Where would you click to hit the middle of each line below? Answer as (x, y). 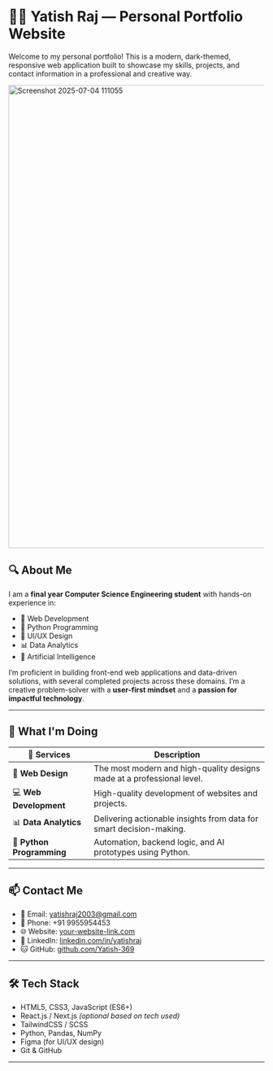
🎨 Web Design (40, 773)
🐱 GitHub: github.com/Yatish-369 (77, 949)
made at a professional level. (148, 778)
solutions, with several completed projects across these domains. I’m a (127, 681)
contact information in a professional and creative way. (100, 73)
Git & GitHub (41, 1051)
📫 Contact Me (46, 890)
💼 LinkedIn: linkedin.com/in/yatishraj (81, 941)
